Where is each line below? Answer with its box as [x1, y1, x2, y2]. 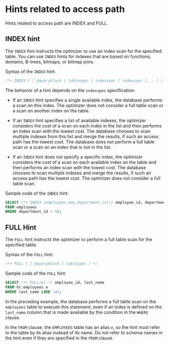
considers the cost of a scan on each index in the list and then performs [12, 123, 162, 129]
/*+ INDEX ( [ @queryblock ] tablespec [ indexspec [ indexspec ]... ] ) [5, 78, 163, 83]
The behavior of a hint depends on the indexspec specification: [5, 87, 136, 93]
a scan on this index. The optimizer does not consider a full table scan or [12, 102, 163, 108]
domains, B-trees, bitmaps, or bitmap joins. [5, 59, 95, 65]
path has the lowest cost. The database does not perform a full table [12, 139, 155, 145]
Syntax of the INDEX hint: [5, 68, 56, 74]
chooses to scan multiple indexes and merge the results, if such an [12, 170, 151, 176]
